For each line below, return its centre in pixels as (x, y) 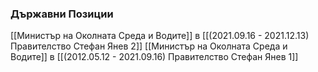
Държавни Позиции (62, 14)
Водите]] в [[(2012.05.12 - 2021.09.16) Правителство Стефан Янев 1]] (154, 57)
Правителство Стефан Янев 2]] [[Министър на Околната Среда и (149, 46)
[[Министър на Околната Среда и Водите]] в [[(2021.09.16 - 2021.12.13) (160, 36)
